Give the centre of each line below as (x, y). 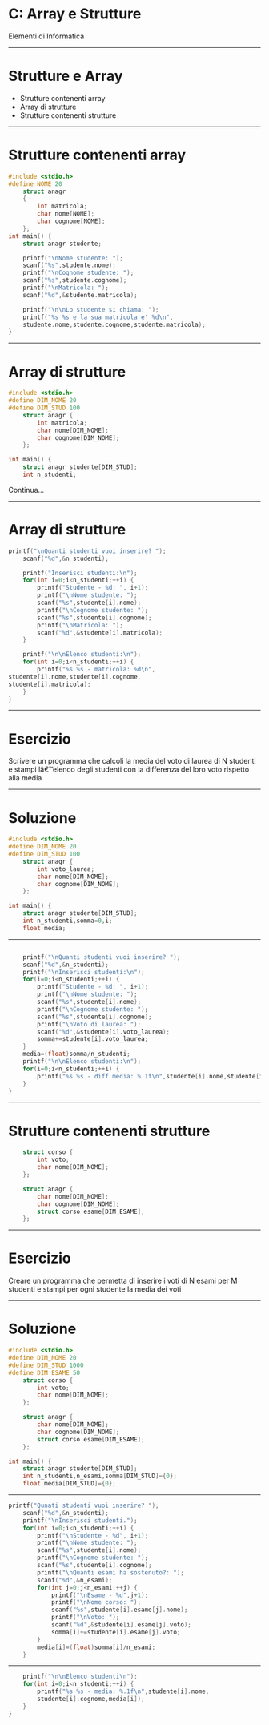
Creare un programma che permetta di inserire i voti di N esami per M (123, 1281)
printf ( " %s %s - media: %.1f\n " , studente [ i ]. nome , (123, 1691)
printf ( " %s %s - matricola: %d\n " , (96, 670)
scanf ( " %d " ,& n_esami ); (75, 1580)
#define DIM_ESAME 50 (44, 1372)
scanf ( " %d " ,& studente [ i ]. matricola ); (100, 633)
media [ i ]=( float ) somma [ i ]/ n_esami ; (96, 1647)
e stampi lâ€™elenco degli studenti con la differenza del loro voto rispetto (129, 769)
